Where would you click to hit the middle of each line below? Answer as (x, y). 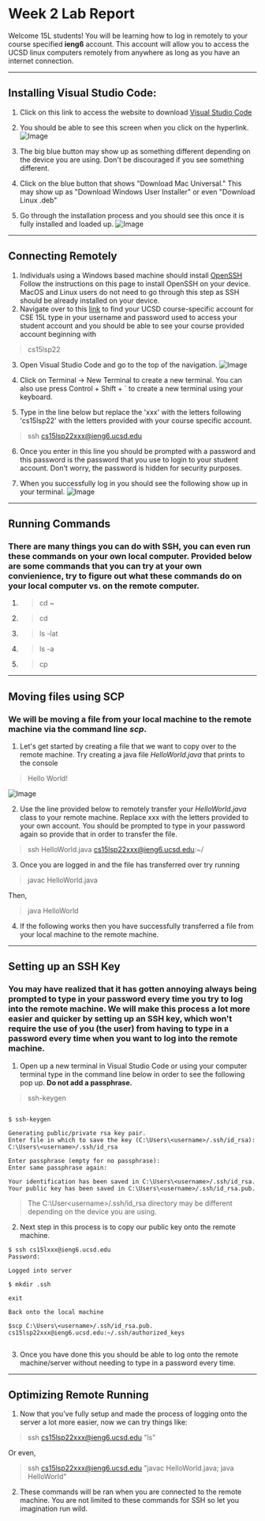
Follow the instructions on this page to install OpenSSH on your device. (135, 283)
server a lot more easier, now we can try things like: (103, 1422)
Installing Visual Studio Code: (82, 93)
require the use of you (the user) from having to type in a (118, 1028)
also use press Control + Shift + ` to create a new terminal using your (131, 388)
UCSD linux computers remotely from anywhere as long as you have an (124, 52)
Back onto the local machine (56, 1312)
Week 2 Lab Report (72, 14)
